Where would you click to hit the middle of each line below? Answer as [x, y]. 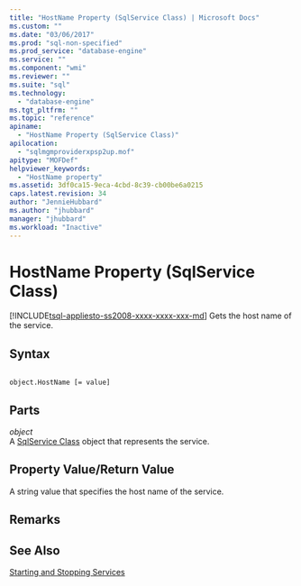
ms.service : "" [38, 60]
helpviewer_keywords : [50, 169]
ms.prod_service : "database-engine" [78, 51]
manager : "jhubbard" [48, 219]
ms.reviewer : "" [40, 77]
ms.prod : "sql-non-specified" [66, 43]
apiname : [26, 127]
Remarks [35, 520]
